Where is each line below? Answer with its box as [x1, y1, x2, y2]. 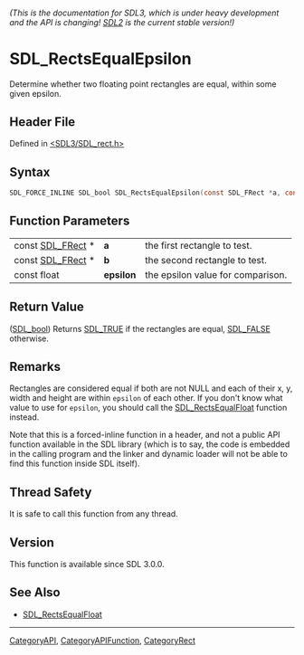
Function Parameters [9, 214, 130, 229]
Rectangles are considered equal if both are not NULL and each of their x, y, [9, 383, 293, 394]
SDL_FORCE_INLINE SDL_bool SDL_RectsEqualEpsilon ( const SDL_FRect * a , [9, 188, 281, 198]
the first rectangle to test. [144, 239, 252, 252]
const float [14, 268, 60, 280]
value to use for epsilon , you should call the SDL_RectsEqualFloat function [9, 403, 288, 413]
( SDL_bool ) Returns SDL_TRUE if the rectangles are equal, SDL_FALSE [9, 323, 271, 334]
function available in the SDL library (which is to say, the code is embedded [9, 439, 290, 450]
